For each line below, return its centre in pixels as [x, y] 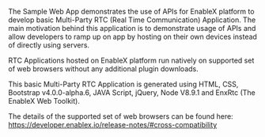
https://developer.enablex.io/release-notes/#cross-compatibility [113, 125]
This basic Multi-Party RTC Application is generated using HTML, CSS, [123, 84]
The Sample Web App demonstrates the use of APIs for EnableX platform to [131, 11]
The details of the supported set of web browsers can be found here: [121, 116]
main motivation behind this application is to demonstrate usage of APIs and [132, 28]
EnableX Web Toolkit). [44, 101]
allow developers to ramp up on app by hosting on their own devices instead [132, 36]
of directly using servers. [49, 45]
